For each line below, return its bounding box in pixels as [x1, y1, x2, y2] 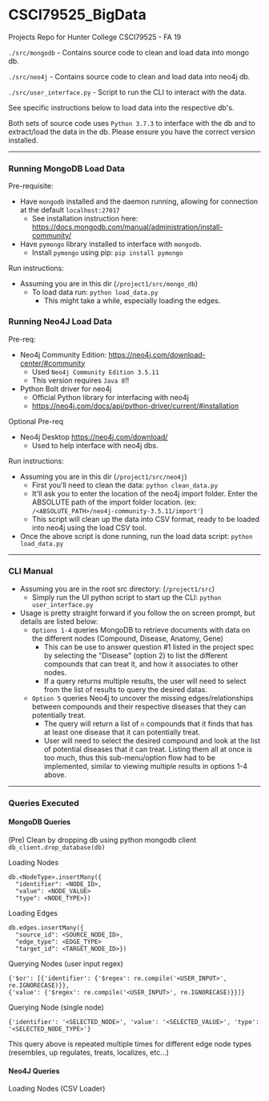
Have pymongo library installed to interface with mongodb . [19, 239, 202, 249]
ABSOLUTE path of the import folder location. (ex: [31, 497, 197, 507]
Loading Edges [8, 908, 58, 917]
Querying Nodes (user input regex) [8, 958, 124, 968]
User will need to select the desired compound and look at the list [43, 735, 261, 745]
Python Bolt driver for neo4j [19, 383, 112, 394]
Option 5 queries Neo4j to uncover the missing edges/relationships [31, 693, 254, 702]
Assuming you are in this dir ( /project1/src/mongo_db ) [19, 279, 199, 289]
